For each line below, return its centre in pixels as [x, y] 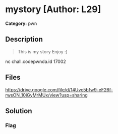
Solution [19, 111]
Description [24, 39]
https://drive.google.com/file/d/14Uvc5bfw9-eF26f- [59, 89]
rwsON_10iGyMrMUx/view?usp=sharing [47, 95]
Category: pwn [21, 23]
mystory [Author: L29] [53, 9]
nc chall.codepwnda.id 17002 [36, 61]
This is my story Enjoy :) [43, 51]
